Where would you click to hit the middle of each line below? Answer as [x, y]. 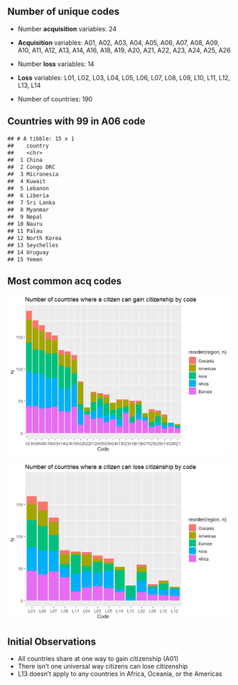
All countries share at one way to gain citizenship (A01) [98, 659]
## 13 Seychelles [33, 245]
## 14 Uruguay [28, 252]
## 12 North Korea [34, 238]
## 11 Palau [25, 231]
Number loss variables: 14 [56, 64]
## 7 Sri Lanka [31, 203]
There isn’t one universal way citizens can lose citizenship [103, 667]
